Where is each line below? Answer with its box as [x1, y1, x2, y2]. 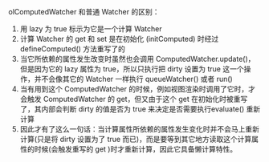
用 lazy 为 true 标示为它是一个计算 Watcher [19, 24, 162, 34]
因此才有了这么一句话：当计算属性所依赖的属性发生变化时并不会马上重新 [19, 124, 259, 134]
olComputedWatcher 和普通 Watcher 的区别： [8, 7, 160, 16]
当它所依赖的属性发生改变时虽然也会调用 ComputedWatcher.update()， [19, 55, 255, 63]
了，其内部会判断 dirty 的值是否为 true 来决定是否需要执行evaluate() [19, 104, 245, 114]
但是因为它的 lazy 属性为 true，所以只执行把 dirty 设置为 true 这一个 [19, 64, 244, 74]
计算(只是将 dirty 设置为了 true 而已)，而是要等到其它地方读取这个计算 [19, 135, 252, 144]
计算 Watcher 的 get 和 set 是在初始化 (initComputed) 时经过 [19, 34, 219, 43]
